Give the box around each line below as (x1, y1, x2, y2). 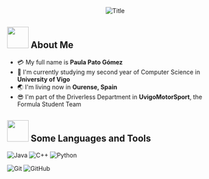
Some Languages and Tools (30, 133, 151, 145)
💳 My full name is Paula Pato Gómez (16, 58, 123, 66)
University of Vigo (16, 75, 71, 83)
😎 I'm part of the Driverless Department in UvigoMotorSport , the (16, 93, 203, 101)
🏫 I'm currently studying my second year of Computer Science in (16, 68, 201, 76)
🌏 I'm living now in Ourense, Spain (16, 82, 118, 91)
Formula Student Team (16, 99, 82, 108)
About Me (30, 39, 74, 51)
